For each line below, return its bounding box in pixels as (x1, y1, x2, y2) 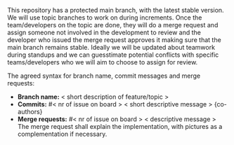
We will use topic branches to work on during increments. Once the (7, 13, 202, 22)
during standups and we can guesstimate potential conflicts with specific (7, 50, 219, 59)
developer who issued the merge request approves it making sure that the (7, 36, 221, 44)
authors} (17, 108, 43, 116)
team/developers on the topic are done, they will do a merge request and (7, 21, 219, 29)
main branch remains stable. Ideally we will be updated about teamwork (7, 43, 216, 51)
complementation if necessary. (17, 130, 108, 138)
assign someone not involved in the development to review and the (7, 28, 202, 36)
